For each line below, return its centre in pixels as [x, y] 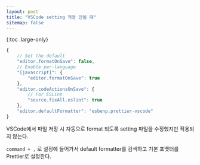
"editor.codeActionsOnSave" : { [56, 89]
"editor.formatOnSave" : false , [56, 62]
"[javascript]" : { [40, 72]
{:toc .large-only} [27, 40]
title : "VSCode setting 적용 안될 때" [51, 17]
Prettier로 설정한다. [29, 156]
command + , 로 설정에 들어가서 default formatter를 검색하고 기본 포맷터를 [93, 148]
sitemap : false [25, 23]
